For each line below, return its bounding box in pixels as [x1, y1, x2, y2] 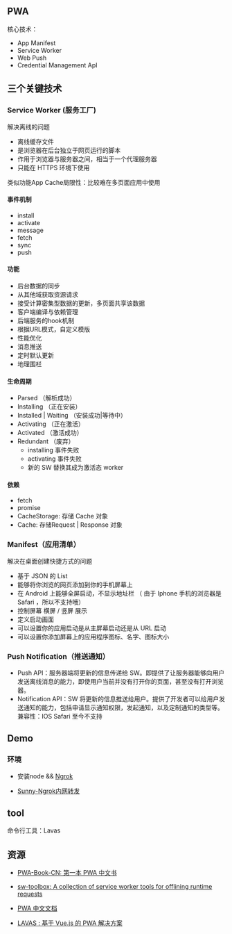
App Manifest [17, 38, 56, 47]
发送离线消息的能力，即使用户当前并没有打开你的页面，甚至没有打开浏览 [17, 677, 224, 685]
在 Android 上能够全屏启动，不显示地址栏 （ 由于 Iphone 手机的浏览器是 [17, 589, 222, 597]
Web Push [17, 54, 47, 62]
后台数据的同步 [17, 281, 60, 290]
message [17, 226, 44, 234]
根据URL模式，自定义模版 [17, 325, 91, 333]
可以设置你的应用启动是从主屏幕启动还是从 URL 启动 [17, 623, 167, 632]
